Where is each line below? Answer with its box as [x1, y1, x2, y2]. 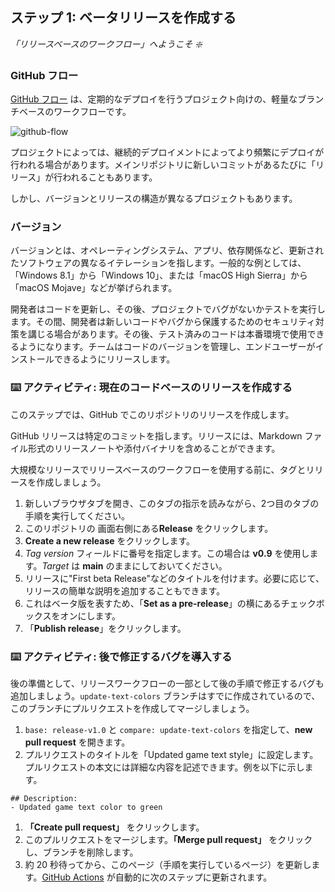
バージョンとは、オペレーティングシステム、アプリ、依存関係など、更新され [10, 244, 324, 257]
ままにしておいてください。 [114, 559, 228, 572]
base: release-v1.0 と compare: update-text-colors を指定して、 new [24, 724, 313, 735]
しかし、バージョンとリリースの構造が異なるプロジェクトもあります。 [10, 193, 298, 205]
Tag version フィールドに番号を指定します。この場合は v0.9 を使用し [24, 547, 310, 559]
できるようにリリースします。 [53, 353, 176, 365]
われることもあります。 [62, 171, 158, 183]
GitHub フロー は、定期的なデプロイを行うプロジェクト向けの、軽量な [10, 93, 298, 105]
